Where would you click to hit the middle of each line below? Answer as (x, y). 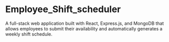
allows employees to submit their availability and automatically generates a (84, 28)
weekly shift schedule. (29, 34)
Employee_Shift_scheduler (63, 9)
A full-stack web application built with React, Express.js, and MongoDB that (85, 23)
